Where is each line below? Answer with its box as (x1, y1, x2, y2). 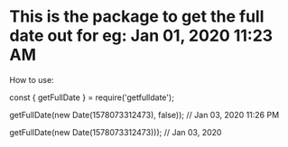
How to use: (9, 74, 54, 85)
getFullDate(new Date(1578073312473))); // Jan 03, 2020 (9, 126, 222, 137)
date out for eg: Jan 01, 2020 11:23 (9, 25, 274, 46)
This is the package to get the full (9, 6, 265, 27)
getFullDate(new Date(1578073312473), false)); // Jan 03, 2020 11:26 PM (9, 109, 280, 120)
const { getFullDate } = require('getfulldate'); (9, 92, 174, 103)
